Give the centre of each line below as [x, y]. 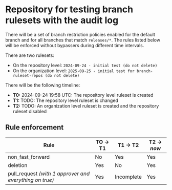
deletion [18, 165]
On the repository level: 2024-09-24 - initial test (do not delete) [85, 65]
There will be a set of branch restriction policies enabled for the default [80, 34]
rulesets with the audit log [62, 20]
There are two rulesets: [30, 55]
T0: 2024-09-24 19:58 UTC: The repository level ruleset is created [83, 95]
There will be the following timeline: [43, 85]
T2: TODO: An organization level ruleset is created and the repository [86, 105]
